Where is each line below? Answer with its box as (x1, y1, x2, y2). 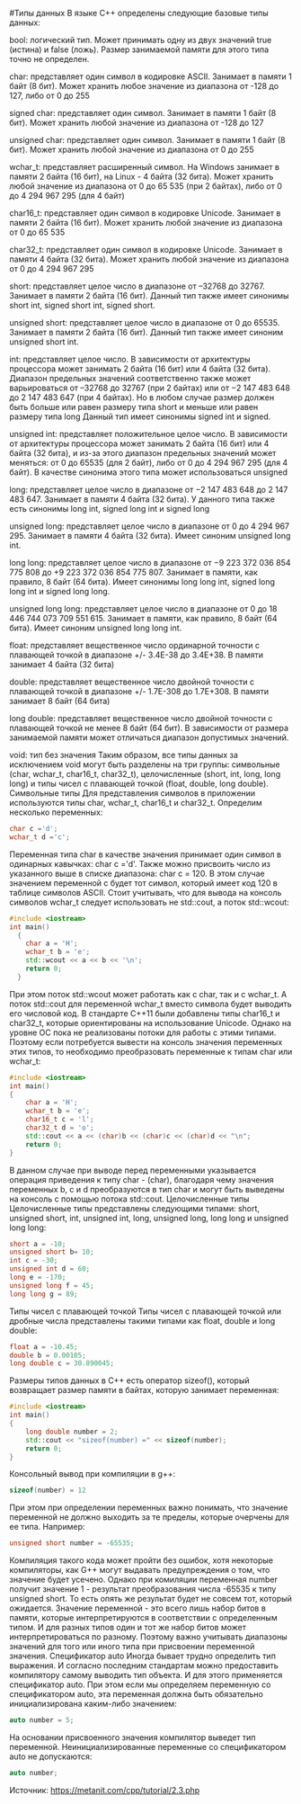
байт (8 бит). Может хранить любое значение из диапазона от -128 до (9, 81, 279, 91)
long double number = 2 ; (25, 1427, 119, 1436)
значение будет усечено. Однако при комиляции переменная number (9, 1574, 279, 1585)
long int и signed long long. (9, 586, 111, 596)
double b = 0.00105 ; (9, 1351, 87, 1360)
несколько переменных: (9, 807, 103, 817)
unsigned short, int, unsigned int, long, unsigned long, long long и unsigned (9, 1212, 289, 1223)
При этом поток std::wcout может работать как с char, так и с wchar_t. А (9, 988, 288, 999)
